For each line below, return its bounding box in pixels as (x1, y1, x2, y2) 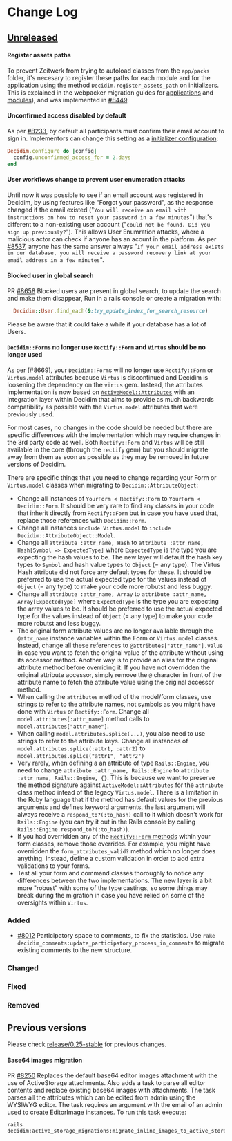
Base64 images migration (7, 1056, 83, 1064)
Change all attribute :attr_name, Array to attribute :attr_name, (17, 590, 207, 598)
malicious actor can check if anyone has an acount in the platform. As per (7, 234, 217, 243)
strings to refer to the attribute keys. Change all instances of (17, 737, 188, 745)
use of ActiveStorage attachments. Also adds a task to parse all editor (7, 1079, 206, 1087)
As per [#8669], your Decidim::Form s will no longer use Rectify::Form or (7, 366, 214, 374)
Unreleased (7, 32, 59, 44)
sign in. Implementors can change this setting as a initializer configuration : (7, 134, 219, 142)
